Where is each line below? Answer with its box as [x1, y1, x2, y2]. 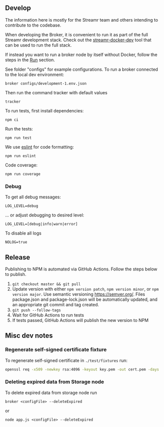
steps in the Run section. [5, 56, 55, 63]
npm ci [5, 117, 19, 122]
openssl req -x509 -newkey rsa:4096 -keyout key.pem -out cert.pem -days [5, 367, 160, 372]
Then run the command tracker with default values [5, 89, 108, 95]
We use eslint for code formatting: [5, 144, 74, 150]
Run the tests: [5, 126, 33, 132]
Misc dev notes [5, 331, 53, 340]
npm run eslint [5, 153, 36, 159]
